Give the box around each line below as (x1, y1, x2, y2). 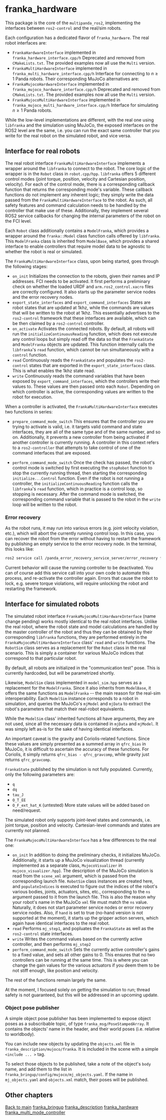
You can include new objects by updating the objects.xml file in (5, 1041, 135, 1047)
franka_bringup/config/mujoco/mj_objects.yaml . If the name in (5, 1072, 133, 1077)
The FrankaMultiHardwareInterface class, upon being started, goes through (5, 258, 159, 264)
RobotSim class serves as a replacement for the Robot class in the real (5, 645, 146, 651)
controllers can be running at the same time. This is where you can (12, 957, 148, 963)
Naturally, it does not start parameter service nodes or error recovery (12, 904, 154, 910)
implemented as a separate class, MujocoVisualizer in (12, 862, 123, 868)
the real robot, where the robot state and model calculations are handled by (5, 623, 159, 629)
